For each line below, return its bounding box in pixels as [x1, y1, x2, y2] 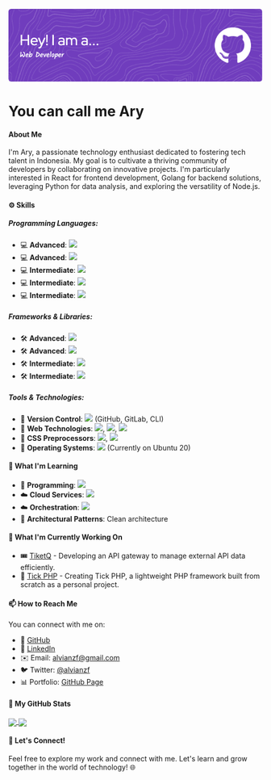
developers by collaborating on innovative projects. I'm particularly [8, 165, 231, 174]
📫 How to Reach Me [8, 598, 78, 608]
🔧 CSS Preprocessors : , [19, 433, 108, 442]
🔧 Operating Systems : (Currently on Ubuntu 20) [19, 442, 191, 452]
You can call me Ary [8, 102, 144, 120]
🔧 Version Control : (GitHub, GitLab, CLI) [19, 413, 164, 424]
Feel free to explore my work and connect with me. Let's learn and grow [8, 753, 248, 763]
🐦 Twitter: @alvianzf [19, 665, 90, 675]
